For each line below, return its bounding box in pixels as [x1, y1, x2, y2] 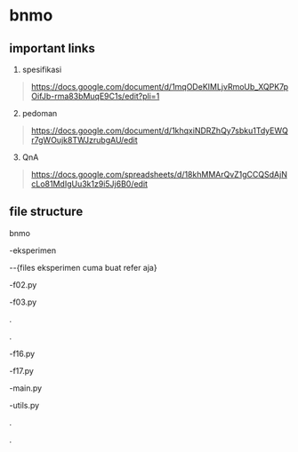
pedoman [21, 108, 58, 118]
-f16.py [9, 348, 36, 359]
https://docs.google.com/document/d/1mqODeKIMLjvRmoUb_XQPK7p [30, 82, 289, 91]
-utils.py [9, 400, 40, 410]
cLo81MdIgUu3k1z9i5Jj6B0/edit [30, 178, 149, 189]
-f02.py [9, 279, 37, 289]
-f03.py [9, 297, 37, 307]
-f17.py [9, 365, 34, 376]
